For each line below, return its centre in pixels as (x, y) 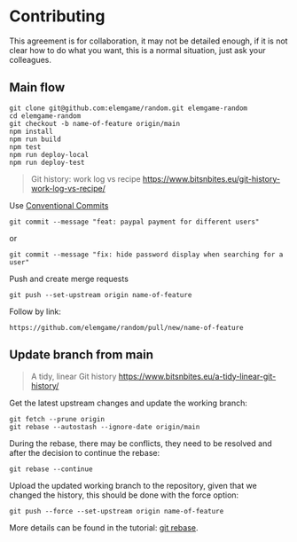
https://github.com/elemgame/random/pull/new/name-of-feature (126, 327)
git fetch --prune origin (57, 419)
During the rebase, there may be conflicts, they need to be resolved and (141, 443)
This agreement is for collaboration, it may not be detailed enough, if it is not (148, 41)
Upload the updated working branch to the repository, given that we (133, 485)
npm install (31, 131)
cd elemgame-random (45, 116)
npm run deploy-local (49, 154)
